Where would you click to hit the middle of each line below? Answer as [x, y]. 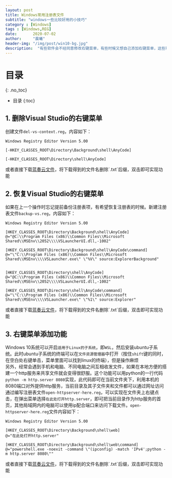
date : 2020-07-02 [31, 34]
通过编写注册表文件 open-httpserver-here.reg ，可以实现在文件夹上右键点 [82, 392]
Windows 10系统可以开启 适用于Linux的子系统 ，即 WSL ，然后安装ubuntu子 [79, 347]
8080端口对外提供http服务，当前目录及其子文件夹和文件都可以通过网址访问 [84, 386]
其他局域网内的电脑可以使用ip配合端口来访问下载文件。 [72, 405]
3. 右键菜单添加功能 [36, 334]
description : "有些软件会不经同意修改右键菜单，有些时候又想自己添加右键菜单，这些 [85, 48]
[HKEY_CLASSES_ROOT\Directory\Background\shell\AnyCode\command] [76, 250]
